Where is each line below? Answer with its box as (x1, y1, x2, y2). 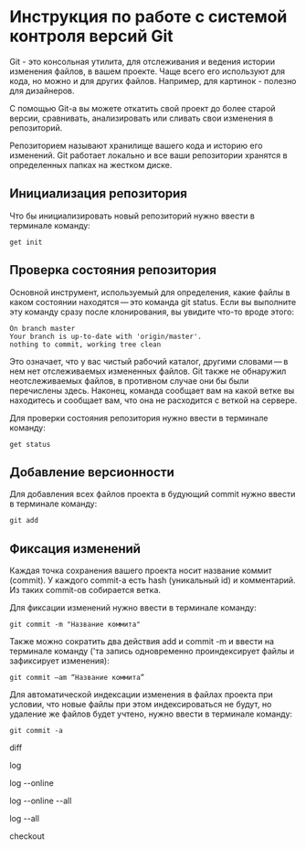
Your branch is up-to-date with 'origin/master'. (9, 332, 203, 341)
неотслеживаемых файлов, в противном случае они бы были (9, 375, 249, 386)
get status (9, 440, 51, 449)
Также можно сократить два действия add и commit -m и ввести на (9, 636, 275, 647)
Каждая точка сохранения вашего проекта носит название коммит (9, 565, 272, 577)
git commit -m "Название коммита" (9, 620, 142, 630)
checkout (9, 831, 46, 842)
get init (9, 238, 43, 247)
